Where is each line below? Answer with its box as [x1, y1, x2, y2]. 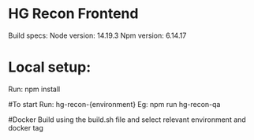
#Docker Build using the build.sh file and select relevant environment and [8, 115, 246, 124]
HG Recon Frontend [8, 5, 139, 23]
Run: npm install [8, 84, 61, 94]
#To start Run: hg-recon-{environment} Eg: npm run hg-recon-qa [8, 99, 221, 109]
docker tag [8, 123, 43, 132]
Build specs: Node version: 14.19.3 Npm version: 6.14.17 [8, 31, 187, 40]
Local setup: [8, 58, 92, 76]
